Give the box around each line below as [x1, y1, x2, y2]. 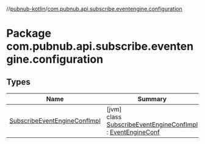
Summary [137, 95, 167, 103]
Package [6, 27, 52, 40]
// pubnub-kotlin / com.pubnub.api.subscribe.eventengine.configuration [6, 5, 182, 12]
